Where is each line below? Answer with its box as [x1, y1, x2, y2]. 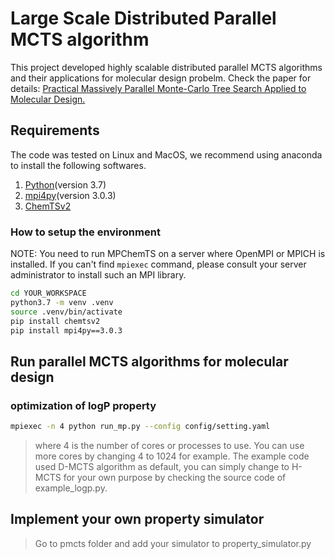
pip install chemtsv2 [10, 316, 101, 326]
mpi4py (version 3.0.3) [24, 189, 117, 201]
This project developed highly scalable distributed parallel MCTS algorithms [10, 61, 323, 73]
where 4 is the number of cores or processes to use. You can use [34, 439, 305, 451]
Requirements [10, 122, 100, 139]
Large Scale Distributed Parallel [10, 7, 277, 30]
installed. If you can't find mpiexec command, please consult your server [10, 258, 307, 271]
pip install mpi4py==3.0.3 [10, 325, 123, 336]
